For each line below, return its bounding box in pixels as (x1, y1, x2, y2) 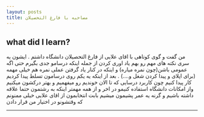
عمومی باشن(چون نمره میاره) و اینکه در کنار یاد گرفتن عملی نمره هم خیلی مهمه (6, 66, 188, 73)
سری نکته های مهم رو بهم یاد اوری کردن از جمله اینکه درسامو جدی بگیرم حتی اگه (6, 59, 189, 67)
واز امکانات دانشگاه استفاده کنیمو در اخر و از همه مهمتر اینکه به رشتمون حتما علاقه (6, 85, 194, 93)
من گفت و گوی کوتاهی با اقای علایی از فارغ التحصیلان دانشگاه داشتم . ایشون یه (6, 53, 186, 61)
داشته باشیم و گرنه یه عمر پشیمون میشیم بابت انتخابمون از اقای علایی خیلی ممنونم (6, 92, 194, 99)
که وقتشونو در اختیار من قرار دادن (6, 98, 83, 105)
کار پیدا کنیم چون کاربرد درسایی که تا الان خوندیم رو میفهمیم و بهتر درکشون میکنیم (6, 79, 192, 86)
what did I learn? (6, 37, 70, 47)
